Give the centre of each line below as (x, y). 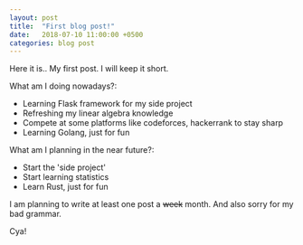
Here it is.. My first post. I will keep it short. (89, 69)
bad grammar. (35, 214)
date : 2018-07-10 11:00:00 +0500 (76, 34)
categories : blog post (52, 43)
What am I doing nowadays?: (63, 86)
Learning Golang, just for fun (76, 133)
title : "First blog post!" (62, 26)
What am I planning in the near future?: (82, 150)
